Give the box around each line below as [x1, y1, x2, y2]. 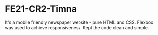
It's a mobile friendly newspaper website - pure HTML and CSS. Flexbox [5, 19, 153, 25]
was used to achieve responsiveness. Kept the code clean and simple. [5, 24, 149, 30]
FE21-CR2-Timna [5, 3, 77, 15]
